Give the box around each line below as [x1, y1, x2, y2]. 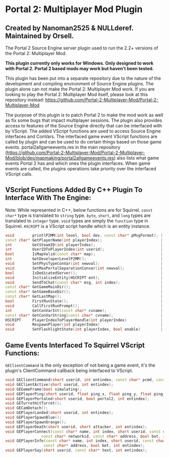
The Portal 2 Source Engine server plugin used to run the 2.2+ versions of [5, 45, 158, 51]
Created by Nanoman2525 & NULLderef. [5, 24, 134, 32]
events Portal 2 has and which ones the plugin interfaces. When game [5, 160, 151, 166]
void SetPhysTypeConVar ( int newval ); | [5, 261, 163, 266]
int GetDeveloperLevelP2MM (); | [5, 256, 163, 261]
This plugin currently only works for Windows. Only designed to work [5, 60, 154, 66]
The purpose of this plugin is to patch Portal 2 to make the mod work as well [5, 112, 163, 118]
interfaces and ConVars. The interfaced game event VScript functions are [5, 133, 157, 140]
